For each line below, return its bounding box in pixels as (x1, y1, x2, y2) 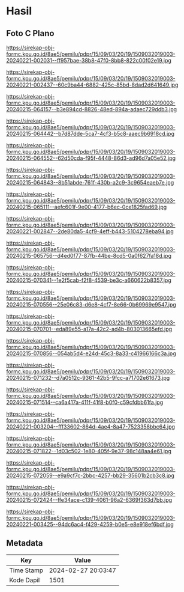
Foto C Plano (6, 28, 55, 38)
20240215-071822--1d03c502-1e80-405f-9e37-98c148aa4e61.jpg (6, 448, 172, 454)
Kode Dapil (9, 576, 40, 584)
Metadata (6, 538, 43, 548)
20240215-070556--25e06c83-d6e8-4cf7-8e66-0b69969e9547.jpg (6, 301, 177, 308)
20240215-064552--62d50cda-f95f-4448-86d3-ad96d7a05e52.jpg (6, 154, 176, 162)
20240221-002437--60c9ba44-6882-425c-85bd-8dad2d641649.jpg (6, 81, 179, 88)
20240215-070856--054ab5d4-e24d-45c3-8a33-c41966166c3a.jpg (6, 350, 177, 357)
